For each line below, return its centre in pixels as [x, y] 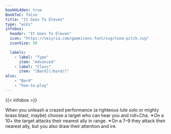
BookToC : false [21, 15]
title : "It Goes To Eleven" [35, 19]
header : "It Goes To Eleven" [41, 34]
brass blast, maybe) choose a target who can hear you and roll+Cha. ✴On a [84, 115]
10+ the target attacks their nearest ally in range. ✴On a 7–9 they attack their [85, 121]
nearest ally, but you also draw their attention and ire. [61, 126]
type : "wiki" [19, 24]
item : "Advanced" [37, 62]
